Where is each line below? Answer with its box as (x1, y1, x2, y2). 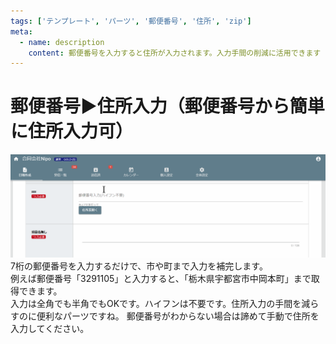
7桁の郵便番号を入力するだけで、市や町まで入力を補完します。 (10, 260, 268, 272)
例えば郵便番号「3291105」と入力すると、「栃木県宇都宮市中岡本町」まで (10, 272, 312, 284)
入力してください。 (10, 322, 90, 334)
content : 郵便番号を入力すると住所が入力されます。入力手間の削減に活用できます (28, 48, 322, 58)
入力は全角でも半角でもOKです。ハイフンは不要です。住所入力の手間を (10, 297, 302, 309)
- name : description (19, 37, 105, 47)
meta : (10, 26, 33, 37)
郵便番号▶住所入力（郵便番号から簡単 (10, 95, 325, 118)
